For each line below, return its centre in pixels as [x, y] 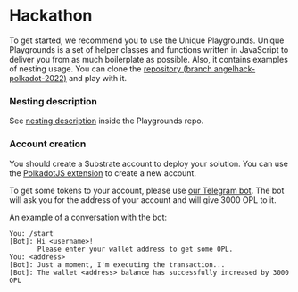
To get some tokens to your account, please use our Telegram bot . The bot [147, 190]
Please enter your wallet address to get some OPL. [135, 249]
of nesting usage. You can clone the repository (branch [111, 69]
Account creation [48, 144]
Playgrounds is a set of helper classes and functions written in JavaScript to [149, 49]
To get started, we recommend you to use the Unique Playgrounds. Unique [147, 40]
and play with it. [98, 78]
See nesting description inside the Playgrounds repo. [107, 121]
